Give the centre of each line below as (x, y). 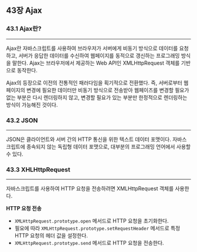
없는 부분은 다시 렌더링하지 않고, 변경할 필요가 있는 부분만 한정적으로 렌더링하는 (97, 97)
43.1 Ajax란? (24, 29)
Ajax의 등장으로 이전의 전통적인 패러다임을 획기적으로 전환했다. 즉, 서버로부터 (94, 83)
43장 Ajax (24, 11)
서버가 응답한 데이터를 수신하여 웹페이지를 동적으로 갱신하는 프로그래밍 (99, 55)
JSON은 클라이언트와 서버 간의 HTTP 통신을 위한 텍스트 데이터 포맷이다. (89, 139)
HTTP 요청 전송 (24, 209)
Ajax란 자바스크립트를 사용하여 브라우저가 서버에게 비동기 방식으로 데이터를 (92, 48)
